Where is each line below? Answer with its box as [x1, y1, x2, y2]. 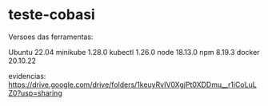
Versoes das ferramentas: [8, 32, 94, 41]
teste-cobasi [8, 6, 96, 24]
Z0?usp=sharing [8, 88, 62, 97]
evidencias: [8, 71, 46, 80]
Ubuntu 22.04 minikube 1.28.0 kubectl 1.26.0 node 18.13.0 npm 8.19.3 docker [8, 47, 260, 57]
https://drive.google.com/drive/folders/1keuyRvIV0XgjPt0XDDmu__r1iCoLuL [8, 80, 258, 89]
